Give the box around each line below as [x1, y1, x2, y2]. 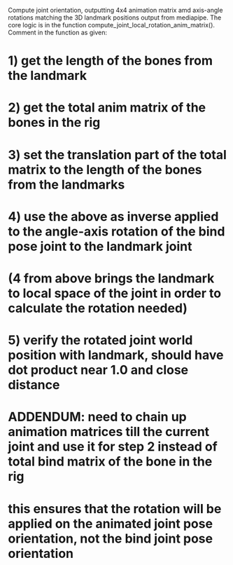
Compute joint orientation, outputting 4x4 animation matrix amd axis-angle [8, 6, 223, 14]
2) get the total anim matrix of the [8, 100, 206, 116]
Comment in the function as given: [8, 28, 108, 36]
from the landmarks [8, 177, 125, 192]
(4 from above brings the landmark [8, 270, 215, 286]
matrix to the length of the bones [8, 161, 202, 177]
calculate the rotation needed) [8, 300, 188, 316]
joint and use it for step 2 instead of [8, 439, 218, 455]
